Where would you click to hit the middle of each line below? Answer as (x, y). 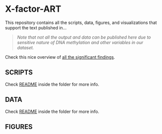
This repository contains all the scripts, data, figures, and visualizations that (81, 22)
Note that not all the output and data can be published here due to (84, 37)
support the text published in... (36, 27)
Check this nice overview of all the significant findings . (60, 57)
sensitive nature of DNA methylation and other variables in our (80, 42)
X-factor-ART (33, 9)
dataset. (25, 47)
